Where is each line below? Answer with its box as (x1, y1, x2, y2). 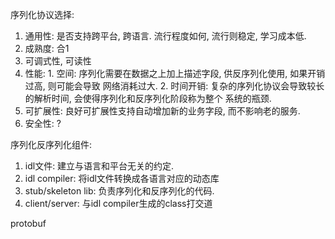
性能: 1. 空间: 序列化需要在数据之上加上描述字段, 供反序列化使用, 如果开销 (24, 68, 326, 79)
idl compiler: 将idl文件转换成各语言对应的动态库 (24, 173, 220, 184)
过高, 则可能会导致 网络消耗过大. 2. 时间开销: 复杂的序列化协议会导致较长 (24, 80, 325, 92)
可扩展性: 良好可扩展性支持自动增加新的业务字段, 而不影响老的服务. (24, 105, 301, 117)
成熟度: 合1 (24, 43, 70, 54)
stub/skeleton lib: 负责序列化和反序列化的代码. (24, 185, 215, 197)
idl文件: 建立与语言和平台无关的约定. (24, 160, 175, 172)
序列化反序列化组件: (10, 139, 93, 150)
